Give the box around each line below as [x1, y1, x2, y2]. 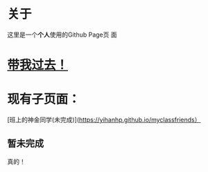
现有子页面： [7, 91, 81, 107]
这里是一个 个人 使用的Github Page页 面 [7, 30, 117, 39]
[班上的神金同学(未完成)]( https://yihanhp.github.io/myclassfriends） [7, 115, 201, 124]
